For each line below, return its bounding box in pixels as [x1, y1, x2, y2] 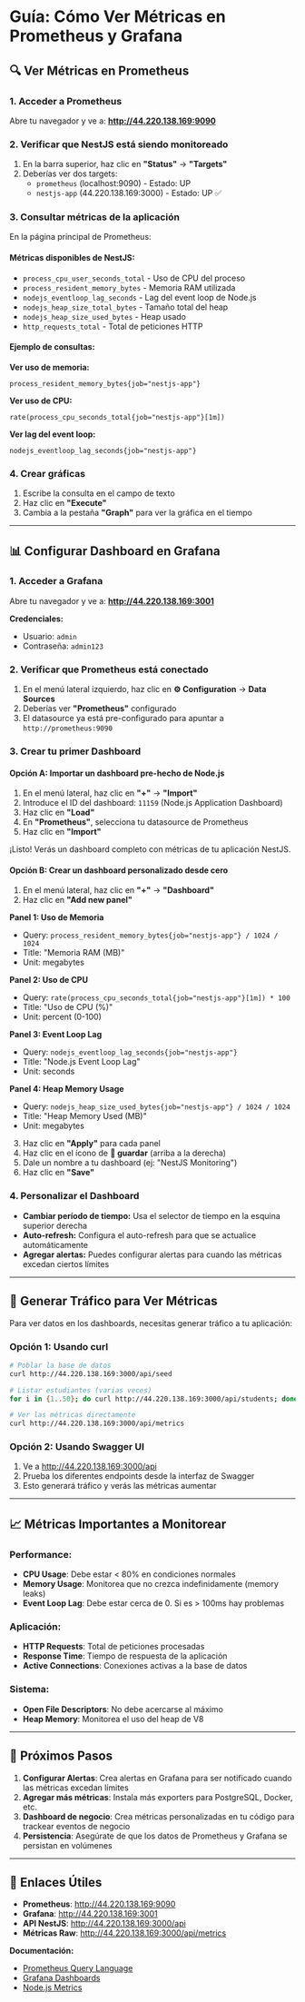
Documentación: [9, 1946, 74, 1957]
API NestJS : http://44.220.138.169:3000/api [22, 1918, 186, 1929]
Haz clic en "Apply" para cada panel [22, 1138, 161, 1149]
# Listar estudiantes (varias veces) [9, 1385, 152, 1395]
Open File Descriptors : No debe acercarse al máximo [22, 1703, 224, 1714]
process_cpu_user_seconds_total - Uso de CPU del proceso [22, 273, 246, 283]
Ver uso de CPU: [9, 395, 73, 406]
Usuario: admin [22, 630, 77, 641]
